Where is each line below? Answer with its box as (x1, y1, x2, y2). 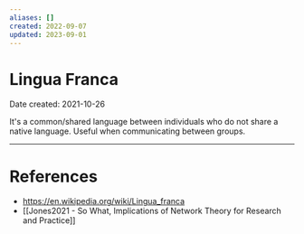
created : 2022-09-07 (9, 22, 88, 31)
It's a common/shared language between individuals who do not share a (9, 117, 279, 127)
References (9, 166, 98, 186)
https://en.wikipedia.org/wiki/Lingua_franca (22, 196, 185, 207)
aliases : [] (9, 13, 54, 23)
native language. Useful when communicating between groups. (9, 126, 246, 136)
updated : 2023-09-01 (9, 30, 88, 39)
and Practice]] (22, 215, 76, 226)
